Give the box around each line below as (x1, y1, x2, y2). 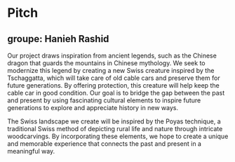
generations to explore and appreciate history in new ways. (7, 104, 179, 112)
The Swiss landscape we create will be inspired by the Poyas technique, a (7, 117, 221, 126)
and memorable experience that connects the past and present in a (7, 140, 202, 148)
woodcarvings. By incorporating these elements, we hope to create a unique (7, 132, 229, 140)
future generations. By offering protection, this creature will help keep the (7, 81, 220, 89)
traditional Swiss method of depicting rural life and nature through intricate (7, 125, 223, 133)
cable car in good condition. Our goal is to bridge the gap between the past (7, 89, 225, 97)
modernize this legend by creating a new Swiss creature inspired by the (7, 67, 215, 74)
